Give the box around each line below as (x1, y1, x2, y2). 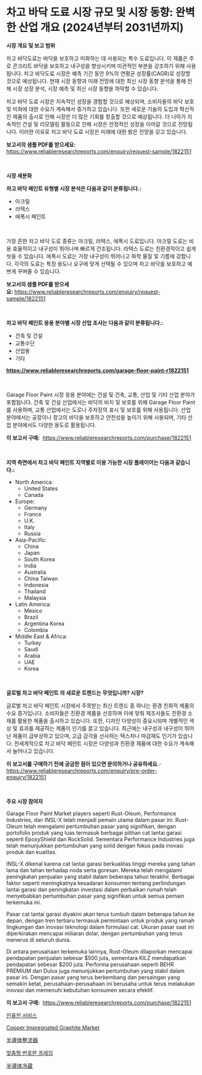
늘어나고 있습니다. (12, 747, 55, 754)
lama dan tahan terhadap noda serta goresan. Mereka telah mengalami (6, 866, 182, 873)
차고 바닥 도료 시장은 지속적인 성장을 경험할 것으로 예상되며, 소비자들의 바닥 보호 (6, 97, 195, 105)
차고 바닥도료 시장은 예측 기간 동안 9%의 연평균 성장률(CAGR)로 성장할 (24, 70, 191, 77)
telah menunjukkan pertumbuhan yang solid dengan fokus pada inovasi (6, 842, 184, 849)
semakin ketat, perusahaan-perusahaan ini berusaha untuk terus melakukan (6, 980, 195, 987)
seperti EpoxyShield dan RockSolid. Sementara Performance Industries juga (6, 835, 195, 843)
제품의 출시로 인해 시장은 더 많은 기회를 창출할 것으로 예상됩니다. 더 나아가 (12, 113, 186, 120)
